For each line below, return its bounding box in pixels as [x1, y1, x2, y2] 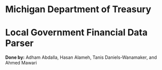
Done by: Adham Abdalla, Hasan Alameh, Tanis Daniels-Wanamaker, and [5, 54, 157, 60]
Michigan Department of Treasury [5, 4, 151, 15]
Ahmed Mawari [5, 60, 37, 66]
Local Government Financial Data [5, 27, 148, 39]
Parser [5, 38, 34, 49]
